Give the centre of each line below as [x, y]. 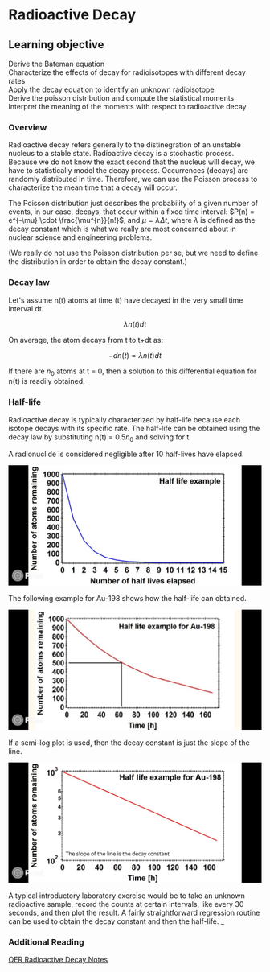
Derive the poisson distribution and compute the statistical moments [121, 98]
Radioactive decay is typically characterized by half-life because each [125, 419]
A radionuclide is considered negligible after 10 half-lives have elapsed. [126, 454]
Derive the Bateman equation [57, 64]
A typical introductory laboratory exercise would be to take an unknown [127, 896]
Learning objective [56, 45]
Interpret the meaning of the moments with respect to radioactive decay [127, 107]
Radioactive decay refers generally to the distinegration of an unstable [125, 145]
